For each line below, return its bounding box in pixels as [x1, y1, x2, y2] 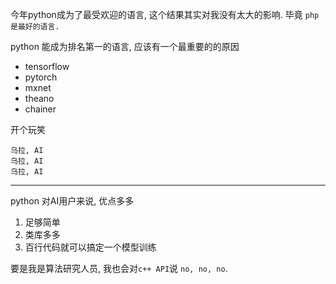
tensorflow [24, 61, 70, 72]
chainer [24, 103, 57, 115]
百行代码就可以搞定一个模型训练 [24, 241, 157, 253]
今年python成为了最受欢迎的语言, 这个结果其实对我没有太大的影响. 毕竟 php [10, 9, 320, 20]
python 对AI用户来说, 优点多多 [10, 195, 135, 207]
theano [24, 93, 55, 104]
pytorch [24, 71, 58, 83]
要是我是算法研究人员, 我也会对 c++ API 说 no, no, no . [10, 263, 228, 274]
